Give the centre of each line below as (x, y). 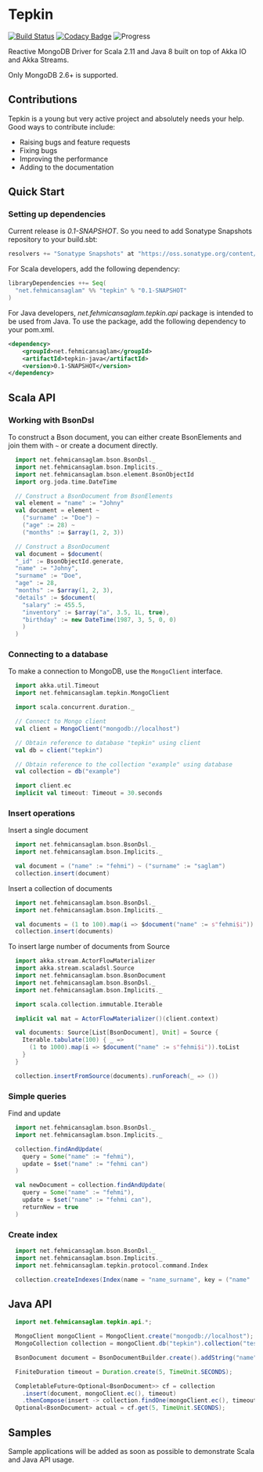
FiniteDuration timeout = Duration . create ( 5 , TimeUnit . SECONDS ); (124, 1372)
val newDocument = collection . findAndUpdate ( (91, 1185)
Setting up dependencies (57, 214)
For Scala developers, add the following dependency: (94, 269)
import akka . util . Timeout (58, 686)
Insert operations (42, 813)
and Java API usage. (41, 1459)
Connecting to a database (58, 655)
